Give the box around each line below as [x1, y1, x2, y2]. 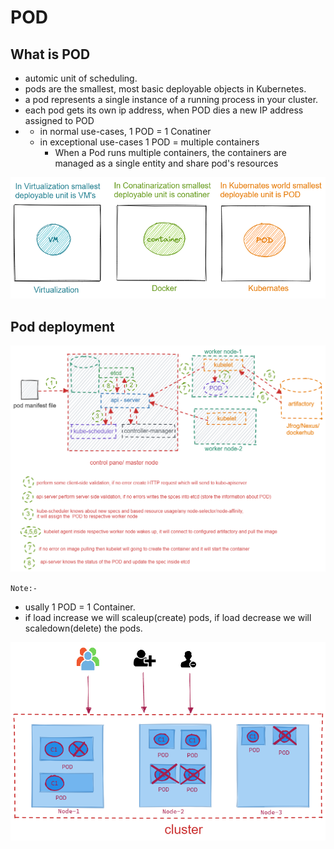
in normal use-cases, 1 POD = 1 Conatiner [39, 126, 212, 137]
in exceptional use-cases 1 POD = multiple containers [39, 136, 260, 148]
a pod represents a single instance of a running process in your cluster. [24, 94, 319, 105]
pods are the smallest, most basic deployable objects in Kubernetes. [24, 83, 307, 95]
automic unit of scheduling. [24, 72, 138, 84]
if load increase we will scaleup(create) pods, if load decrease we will [24, 611, 312, 623]
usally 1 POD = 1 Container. [24, 601, 136, 613]
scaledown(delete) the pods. [24, 622, 143, 634]
